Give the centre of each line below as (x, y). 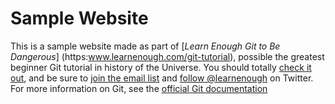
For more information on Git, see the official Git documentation (139, 88)
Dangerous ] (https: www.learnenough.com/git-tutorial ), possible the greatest (167, 56)
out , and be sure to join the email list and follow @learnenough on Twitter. (162, 78)
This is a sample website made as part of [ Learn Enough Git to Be (145, 46)
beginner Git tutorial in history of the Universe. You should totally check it (161, 67)
